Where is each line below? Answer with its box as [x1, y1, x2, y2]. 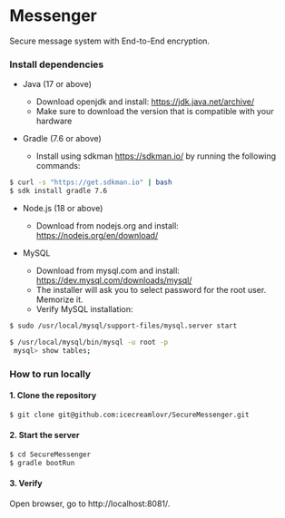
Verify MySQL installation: [35, 303, 133, 314]
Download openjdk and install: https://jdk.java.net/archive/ [35, 96, 255, 107]
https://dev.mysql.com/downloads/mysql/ [35, 274, 192, 286]
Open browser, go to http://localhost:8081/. [9, 498, 171, 509]
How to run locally [9, 367, 92, 380]
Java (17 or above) [22, 79, 93, 90]
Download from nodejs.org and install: [35, 220, 179, 231]
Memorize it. [35, 294, 84, 305]
